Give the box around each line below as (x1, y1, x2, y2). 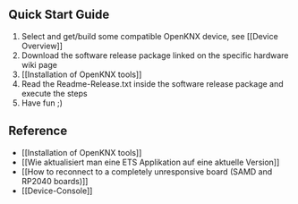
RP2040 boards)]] (21, 175, 89, 186)
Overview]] (21, 40, 64, 51)
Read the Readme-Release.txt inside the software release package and (21, 78, 284, 89)
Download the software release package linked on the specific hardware (21, 49, 289, 61)
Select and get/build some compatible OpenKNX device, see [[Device (21, 30, 278, 41)
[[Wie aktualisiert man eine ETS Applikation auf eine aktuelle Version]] (21, 157, 280, 167)
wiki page (21, 59, 57, 70)
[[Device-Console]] (21, 185, 93, 196)
